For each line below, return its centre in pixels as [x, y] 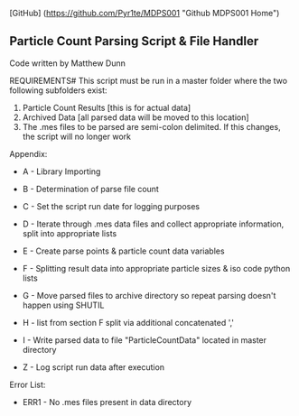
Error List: [28, 384]
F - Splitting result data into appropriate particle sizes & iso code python [156, 268]
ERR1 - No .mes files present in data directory [107, 402]
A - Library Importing [61, 171]
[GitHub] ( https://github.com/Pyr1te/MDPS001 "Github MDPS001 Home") [145, 13]
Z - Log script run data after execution [93, 367]
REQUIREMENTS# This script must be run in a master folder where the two [148, 80]
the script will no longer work [76, 136]
